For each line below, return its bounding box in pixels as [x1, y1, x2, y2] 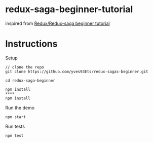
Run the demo [5, 104, 34, 111]
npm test [5, 133, 24, 138]
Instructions [5, 38, 58, 50]
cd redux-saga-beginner [5, 78, 56, 83]
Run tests [5, 123, 25, 129]
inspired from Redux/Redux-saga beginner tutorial [5, 20, 110, 26]
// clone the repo [5, 64, 44, 69]
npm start [5, 114, 26, 120]
